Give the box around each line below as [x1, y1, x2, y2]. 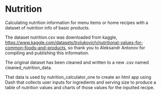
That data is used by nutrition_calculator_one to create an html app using [5, 74, 151, 80]
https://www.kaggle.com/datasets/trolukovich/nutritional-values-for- [5, 39, 143, 45]
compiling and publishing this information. [5, 50, 89, 56]
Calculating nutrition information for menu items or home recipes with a [5, 20, 148, 25]
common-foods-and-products [5, 45, 66, 50]
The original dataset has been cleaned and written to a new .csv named [5, 59, 149, 65]
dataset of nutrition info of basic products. [5, 24, 90, 30]
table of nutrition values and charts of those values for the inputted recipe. [5, 84, 155, 90]
